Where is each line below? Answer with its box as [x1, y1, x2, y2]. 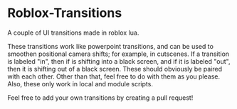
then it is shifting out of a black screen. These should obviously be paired [7, 64, 223, 73]
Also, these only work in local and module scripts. [7, 79, 153, 88]
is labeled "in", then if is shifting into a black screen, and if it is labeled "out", [7, 57, 231, 65]
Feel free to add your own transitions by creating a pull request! [7, 93, 194, 102]
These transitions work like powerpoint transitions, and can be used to [7, 42, 214, 50]
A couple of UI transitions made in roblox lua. [7, 28, 139, 37]
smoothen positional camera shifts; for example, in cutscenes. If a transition [7, 50, 230, 58]
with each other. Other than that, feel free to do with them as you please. [7, 72, 221, 81]
